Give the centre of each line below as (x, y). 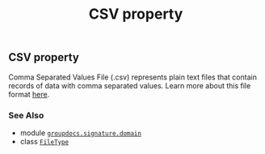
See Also (26, 115)
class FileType (44, 141)
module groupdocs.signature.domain (80, 133)
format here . (29, 94)
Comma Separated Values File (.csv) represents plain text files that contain (132, 77)
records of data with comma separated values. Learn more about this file (130, 85)
